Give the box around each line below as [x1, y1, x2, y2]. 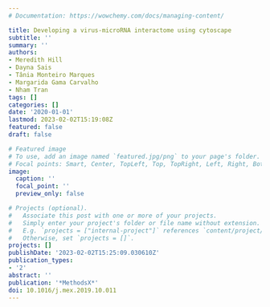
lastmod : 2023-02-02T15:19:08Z [8, 115, 113, 124]
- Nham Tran [8, 86, 48, 94]
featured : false [8, 123, 63, 131]
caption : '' [15, 175, 56, 183]
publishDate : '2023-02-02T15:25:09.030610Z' [8, 249, 160, 257]
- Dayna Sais [8, 63, 52, 72]
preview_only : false [15, 190, 84, 198]
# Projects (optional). [8, 204, 88, 212]
